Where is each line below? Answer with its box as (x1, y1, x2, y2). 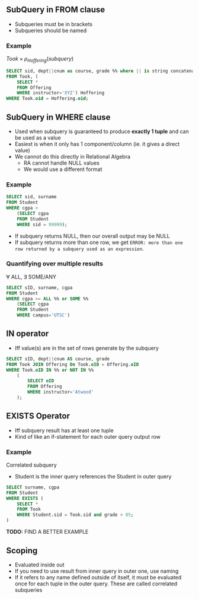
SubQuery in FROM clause (6, 5, 105, 15)
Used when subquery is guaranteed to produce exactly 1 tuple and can (14, 128, 190, 135)
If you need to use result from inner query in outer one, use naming (14, 567, 179, 575)
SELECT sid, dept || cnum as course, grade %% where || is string (6, 68, 168, 74)
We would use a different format (23, 166, 102, 173)
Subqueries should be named (14, 27, 87, 34)
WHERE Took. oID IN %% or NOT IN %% (6, 367, 94, 373)
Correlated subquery (6, 461, 57, 468)
